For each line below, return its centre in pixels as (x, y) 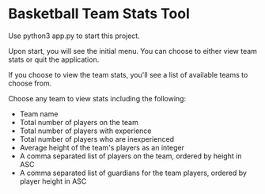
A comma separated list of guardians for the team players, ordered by (133, 173)
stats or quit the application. (54, 59)
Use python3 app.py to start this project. (74, 36)
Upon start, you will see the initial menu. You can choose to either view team (132, 51)
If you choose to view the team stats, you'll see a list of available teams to (128, 74)
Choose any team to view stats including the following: (97, 98)
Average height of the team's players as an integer (102, 147)
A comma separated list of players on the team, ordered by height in (131, 156)
